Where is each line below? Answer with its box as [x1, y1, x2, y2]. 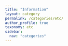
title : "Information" [5, 7, 49, 12]
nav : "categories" [9, 34, 47, 39]
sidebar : [5, 29, 23, 34]
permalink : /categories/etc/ [5, 16, 64, 21]
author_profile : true [5, 20, 49, 25]
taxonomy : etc [5, 25, 34, 30]
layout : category [5, 11, 40, 16]
